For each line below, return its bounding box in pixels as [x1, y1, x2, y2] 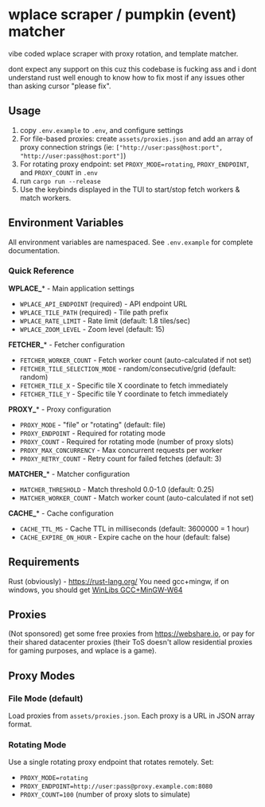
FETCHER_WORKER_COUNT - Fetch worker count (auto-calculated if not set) [19, 355, 252, 365]
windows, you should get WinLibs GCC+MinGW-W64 [8, 585, 183, 595]
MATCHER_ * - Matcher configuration [8, 469, 131, 478]
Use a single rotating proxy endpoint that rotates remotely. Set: [8, 758, 214, 767]
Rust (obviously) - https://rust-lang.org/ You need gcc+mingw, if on [8, 576, 229, 586]
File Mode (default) [8, 692, 84, 704]
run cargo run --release [19, 176, 101, 185]
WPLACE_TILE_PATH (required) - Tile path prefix [19, 307, 169, 317]
